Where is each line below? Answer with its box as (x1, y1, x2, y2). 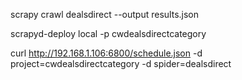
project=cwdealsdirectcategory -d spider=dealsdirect (10, 58, 232, 69)
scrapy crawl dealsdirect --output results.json (10, 9, 200, 20)
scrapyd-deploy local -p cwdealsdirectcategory (10, 28, 207, 39)
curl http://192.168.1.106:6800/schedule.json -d (10, 47, 203, 59)
